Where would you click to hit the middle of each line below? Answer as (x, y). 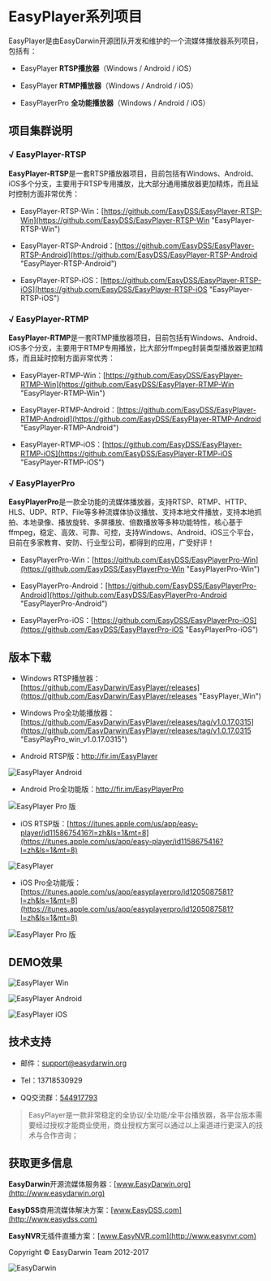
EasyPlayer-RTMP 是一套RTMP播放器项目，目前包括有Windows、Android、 (135, 338)
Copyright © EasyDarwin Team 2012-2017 (79, 1253)
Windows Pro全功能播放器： (67, 713)
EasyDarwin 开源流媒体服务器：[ (62, 1184)
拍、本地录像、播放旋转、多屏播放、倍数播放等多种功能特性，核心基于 (126, 522)
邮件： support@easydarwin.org (73, 1063)
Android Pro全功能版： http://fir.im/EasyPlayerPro (102, 789)
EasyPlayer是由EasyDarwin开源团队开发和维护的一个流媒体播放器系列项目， (135, 41)
